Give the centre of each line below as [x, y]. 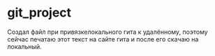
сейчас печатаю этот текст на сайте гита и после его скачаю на [103, 39]
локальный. [24, 46]
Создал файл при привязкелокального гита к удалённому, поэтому [107, 32]
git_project [39, 13]
